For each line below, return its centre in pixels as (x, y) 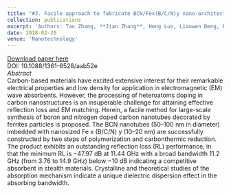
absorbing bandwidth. (38, 183)
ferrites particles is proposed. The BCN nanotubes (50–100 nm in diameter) (113, 125)
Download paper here (38, 58)
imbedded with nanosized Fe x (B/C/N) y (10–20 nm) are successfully (106, 132)
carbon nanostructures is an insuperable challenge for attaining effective (110, 103)
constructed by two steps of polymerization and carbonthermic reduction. (112, 139)
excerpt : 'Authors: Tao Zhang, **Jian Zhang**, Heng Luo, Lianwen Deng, (113, 26)
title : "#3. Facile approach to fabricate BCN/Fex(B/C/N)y (93, 13)
